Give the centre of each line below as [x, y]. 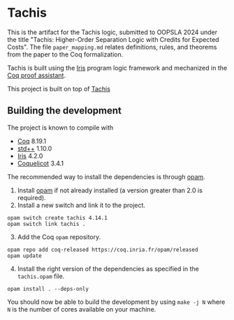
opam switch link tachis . [46, 224]
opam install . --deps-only [48, 289]
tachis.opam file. [41, 276]
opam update [24, 256]
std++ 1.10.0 [35, 148]
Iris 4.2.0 [30, 155]
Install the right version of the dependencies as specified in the [108, 268]
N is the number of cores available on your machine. [82, 309]
